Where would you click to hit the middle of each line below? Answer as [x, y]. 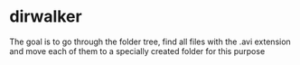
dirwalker [46, 17]
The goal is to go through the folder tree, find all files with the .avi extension [150, 42]
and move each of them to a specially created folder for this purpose [137, 51]
